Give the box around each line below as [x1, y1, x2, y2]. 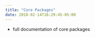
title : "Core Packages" [5, 7, 56, 13]
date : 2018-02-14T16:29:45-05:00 [5, 12, 76, 17]
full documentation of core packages [12, 26, 90, 32]
